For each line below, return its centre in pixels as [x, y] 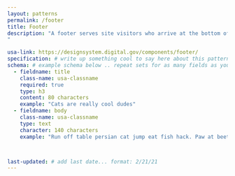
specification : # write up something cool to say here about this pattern [119, 59]
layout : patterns [33, 14]
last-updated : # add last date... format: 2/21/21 [83, 161]
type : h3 [33, 91]
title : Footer [28, 27]
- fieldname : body [41, 111]
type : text [36, 124]
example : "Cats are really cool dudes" [78, 104]
